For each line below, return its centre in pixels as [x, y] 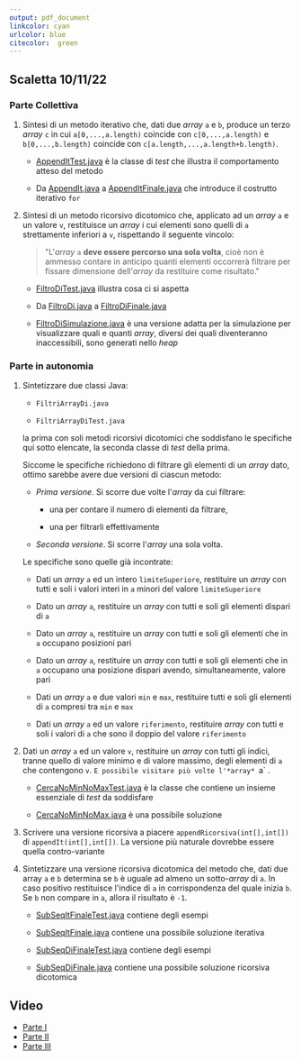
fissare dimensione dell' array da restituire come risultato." [152, 270]
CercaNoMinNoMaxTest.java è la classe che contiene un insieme [155, 788]
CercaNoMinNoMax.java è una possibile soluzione [129, 815]
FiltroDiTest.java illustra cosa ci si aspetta [112, 288]
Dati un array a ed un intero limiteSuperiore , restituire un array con [161, 580]
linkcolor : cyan [40, 26]
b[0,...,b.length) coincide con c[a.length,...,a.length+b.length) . [150, 143]
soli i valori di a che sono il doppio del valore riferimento [141, 734]
